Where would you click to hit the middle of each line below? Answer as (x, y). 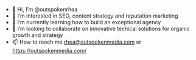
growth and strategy (37, 35)
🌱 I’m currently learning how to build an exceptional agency (86, 22)
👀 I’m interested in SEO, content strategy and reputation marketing (95, 16)
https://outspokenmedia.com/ (49, 51)
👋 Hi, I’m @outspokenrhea (45, 9)
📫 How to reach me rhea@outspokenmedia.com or (77, 42)
